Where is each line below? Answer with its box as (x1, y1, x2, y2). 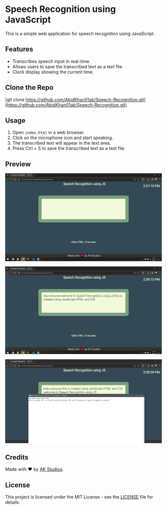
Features (5, 45, 33, 53)
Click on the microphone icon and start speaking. (12, 135, 113, 141)
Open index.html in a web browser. (12, 130, 85, 136)
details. (5, 500, 20, 506)
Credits (5, 453, 29, 462)
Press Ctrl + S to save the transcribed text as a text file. (12, 146, 126, 152)
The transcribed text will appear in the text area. (12, 140, 111, 146)
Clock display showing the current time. (12, 69, 94, 75)
